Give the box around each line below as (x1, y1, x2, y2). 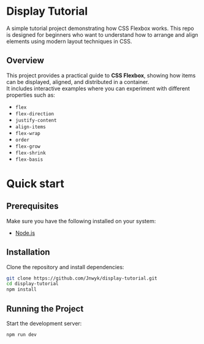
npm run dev (6, 332, 37, 338)
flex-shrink (15, 150, 46, 156)
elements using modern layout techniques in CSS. (6, 37, 132, 45)
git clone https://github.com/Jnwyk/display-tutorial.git (6, 275, 157, 281)
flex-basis (15, 156, 43, 162)
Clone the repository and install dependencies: (6, 263, 124, 270)
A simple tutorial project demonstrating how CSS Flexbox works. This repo (6, 25, 194, 32)
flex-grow (15, 143, 41, 150)
